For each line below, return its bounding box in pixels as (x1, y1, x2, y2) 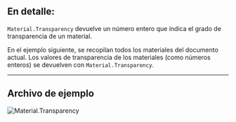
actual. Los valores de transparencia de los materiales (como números (7, 53, 211, 61)
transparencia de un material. (7, 32, 93, 40)
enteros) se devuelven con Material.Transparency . (7, 60, 155, 69)
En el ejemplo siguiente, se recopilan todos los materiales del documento (7, 45, 219, 54)
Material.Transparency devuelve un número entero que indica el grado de (7, 24, 221, 32)
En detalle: (7, 6, 55, 18)
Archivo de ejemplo (7, 87, 95, 99)
